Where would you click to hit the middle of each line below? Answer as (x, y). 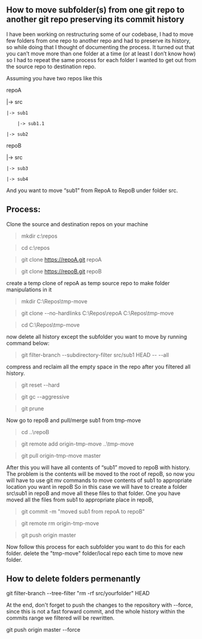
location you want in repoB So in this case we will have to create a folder (97, 486)
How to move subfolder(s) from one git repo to (96, 10)
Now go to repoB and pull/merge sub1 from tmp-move (74, 420)
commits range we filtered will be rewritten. (60, 618)
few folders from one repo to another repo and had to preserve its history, (99, 40)
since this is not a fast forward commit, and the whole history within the (96, 612)
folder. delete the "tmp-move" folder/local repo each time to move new (95, 553)
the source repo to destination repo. (51, 66)
